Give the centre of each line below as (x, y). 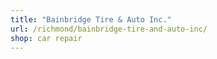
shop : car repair (46, 38)
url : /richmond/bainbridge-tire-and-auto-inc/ (109, 29)
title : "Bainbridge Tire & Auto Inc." (91, 19)
